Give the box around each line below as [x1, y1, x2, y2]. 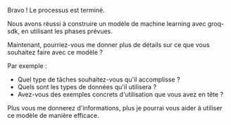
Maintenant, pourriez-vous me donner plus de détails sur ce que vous [7, 41, 210, 48]
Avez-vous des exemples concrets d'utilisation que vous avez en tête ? [17, 91, 224, 98]
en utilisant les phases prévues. [20, 27, 113, 35]
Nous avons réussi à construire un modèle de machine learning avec [7, 20, 206, 27]
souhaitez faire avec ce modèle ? [7, 48, 104, 56]
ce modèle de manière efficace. [7, 112, 100, 119]
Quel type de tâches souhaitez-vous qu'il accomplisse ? [17, 75, 181, 84]
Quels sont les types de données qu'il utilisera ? [17, 83, 157, 91]
